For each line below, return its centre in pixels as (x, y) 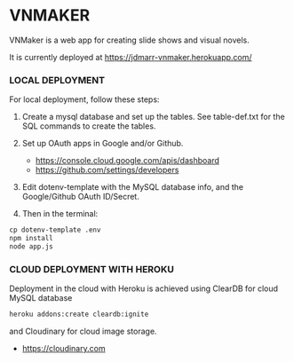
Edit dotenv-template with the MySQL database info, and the (133, 187)
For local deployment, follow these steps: (84, 99)
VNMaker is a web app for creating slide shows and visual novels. (130, 40)
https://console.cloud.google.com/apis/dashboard (127, 161)
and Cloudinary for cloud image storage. (83, 331)
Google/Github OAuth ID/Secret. (80, 197)
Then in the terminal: (60, 214)
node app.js (31, 246)
